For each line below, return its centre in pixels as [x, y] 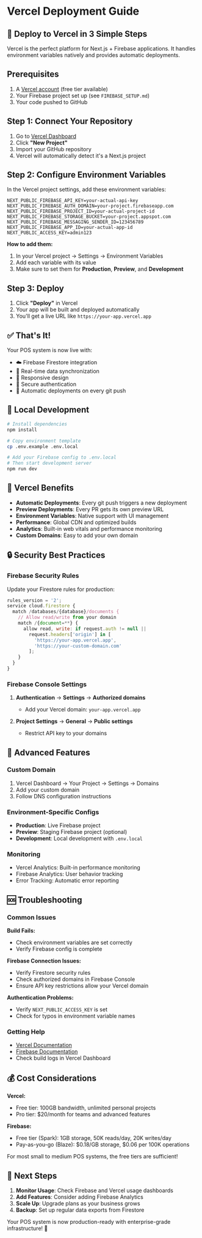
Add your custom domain [48, 790]
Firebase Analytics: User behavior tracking [69, 874]
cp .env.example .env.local [43, 446]
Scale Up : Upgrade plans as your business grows [78, 1204]
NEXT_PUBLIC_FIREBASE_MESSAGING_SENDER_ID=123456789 [75, 222]
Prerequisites [33, 74]
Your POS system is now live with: [50, 350]
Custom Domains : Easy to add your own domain [77, 535]
